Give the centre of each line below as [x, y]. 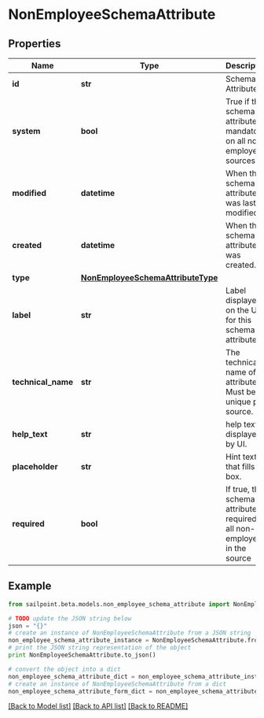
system [26, 131]
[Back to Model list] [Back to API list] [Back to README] [98, 706]
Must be [240, 392]
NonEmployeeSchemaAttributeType [149, 278]
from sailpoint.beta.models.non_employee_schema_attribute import [119, 604]
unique [238, 402]
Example [30, 586]
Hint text [241, 457]
